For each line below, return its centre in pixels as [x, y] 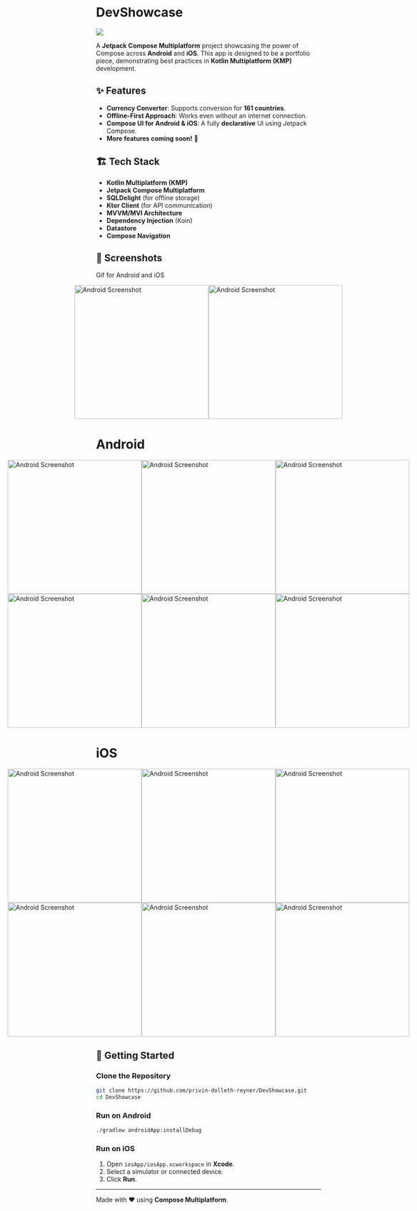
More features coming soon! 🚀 [152, 138]
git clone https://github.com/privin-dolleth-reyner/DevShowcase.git [202, 1090]
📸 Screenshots [129, 258]
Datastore [121, 228]
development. [116, 68]
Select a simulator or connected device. [165, 1172]
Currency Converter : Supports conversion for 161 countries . [196, 108]
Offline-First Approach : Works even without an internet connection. [207, 116]
